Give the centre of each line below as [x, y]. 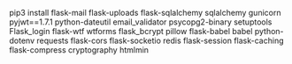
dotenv [22, 40]
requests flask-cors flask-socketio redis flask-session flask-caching [161, 40]
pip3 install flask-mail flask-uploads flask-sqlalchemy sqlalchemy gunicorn [145, 13]
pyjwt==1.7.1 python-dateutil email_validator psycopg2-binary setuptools [141, 22]
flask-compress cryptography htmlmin [79, 50]
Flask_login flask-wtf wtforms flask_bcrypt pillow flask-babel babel [131, 31]
